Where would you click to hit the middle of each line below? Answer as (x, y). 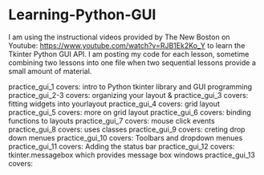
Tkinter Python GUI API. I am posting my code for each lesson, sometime (129, 54)
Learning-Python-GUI (82, 15)
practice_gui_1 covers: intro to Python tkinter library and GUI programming (130, 87)
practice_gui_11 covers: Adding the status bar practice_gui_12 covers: (122, 146)
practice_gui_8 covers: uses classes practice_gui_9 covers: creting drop (127, 129)
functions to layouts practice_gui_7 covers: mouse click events (112, 120)
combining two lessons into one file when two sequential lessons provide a (132, 63)
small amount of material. (50, 71)
